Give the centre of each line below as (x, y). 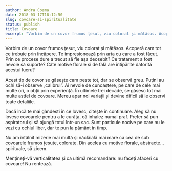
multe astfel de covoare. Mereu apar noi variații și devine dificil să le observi (85, 96)
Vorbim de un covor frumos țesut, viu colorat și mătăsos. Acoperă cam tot (83, 48)
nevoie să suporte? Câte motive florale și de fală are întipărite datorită (79, 65)
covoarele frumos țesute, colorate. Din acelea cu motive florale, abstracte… (85, 143)
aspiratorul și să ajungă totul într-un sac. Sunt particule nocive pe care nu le (85, 122)
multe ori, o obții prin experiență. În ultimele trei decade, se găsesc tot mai (83, 91)
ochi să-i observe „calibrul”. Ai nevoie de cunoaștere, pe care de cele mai (83, 85)
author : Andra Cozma (27, 10)
